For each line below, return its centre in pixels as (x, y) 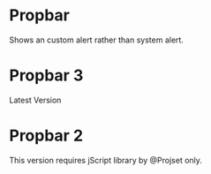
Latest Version (35, 100)
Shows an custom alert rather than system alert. (96, 40)
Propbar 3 (46, 76)
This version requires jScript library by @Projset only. (106, 160)
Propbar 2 (46, 136)
